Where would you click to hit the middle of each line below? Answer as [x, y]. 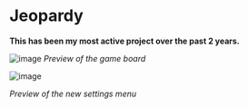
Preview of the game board [95, 58]
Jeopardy [46, 16]
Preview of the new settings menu [73, 93]
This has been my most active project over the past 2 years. [125, 41]
